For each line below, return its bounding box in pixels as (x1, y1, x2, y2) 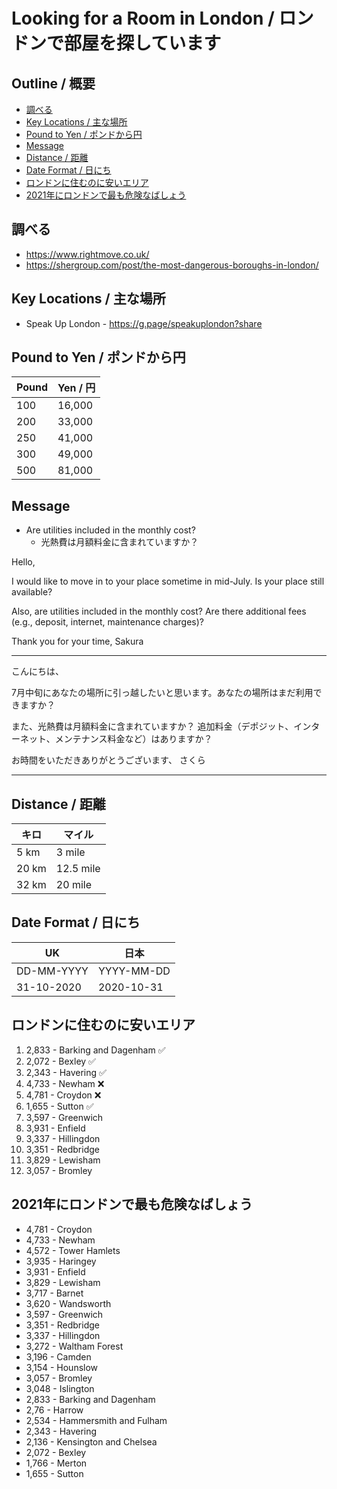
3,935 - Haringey (25, 1255, 97, 1267)
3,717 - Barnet (25, 1287, 84, 1299)
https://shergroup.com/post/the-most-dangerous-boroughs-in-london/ (25, 259, 319, 271)
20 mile (55, 878, 92, 892)
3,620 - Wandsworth (25, 1297, 112, 1309)
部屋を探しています (64, 32, 222, 55)
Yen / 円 (57, 381, 96, 395)
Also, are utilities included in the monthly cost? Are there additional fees (11, 605, 307, 618)
